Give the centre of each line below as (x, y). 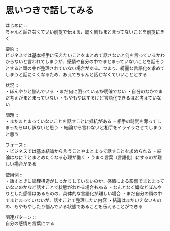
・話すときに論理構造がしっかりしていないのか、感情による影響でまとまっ (83, 181)
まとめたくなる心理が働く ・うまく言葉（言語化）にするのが (95, 157)
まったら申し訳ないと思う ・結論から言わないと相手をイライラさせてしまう (84, 127)
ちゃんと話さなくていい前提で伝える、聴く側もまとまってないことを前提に (83, 31)
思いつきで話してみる (50, 10)
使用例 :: (14, 174)
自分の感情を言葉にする (30, 223)
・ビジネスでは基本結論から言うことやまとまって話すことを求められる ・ (81, 151)
